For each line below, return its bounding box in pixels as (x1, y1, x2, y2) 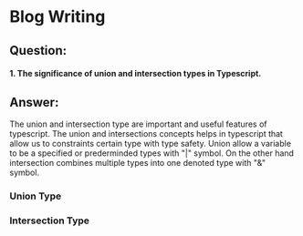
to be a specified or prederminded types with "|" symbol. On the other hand (9, 148, 295, 159)
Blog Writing (9, 6, 106, 27)
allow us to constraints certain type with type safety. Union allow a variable (9, 138, 292, 149)
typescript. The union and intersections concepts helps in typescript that (9, 128, 283, 139)
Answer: (9, 94, 59, 110)
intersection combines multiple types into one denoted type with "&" (9, 157, 266, 168)
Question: (9, 43, 68, 58)
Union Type (9, 190, 62, 202)
